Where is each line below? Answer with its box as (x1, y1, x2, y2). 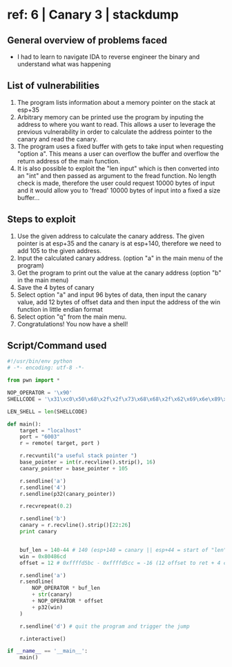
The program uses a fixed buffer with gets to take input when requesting (17, 142, 224, 150)
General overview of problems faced (7, 34, 168, 46)
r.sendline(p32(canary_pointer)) (19, 490, 116, 497)
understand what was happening (17, 60, 111, 68)
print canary (19, 528, 57, 535)
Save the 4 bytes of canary (17, 283, 95, 291)
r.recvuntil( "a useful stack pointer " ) (19, 452, 137, 459)
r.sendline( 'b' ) (19, 515, 67, 522)
